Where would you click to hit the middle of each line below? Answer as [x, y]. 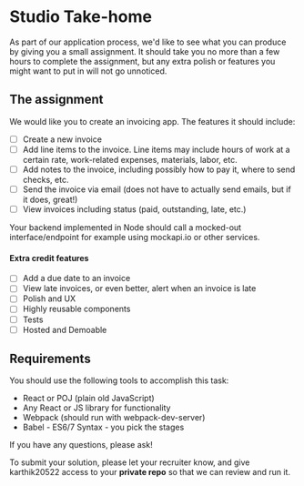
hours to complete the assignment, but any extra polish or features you [142, 61]
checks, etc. [46, 179]
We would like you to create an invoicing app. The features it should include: [152, 121]
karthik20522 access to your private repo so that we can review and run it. [150, 472]
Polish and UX [49, 299]
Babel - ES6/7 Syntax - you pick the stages [103, 427]
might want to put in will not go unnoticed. [88, 71]
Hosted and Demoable [65, 329]
